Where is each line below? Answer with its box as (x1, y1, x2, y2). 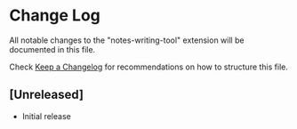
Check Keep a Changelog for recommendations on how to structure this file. (9, 61, 289, 72)
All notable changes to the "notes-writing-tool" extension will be (9, 35, 245, 45)
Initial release (21, 110, 71, 121)
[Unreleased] (9, 87, 84, 102)
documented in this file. (9, 44, 96, 54)
